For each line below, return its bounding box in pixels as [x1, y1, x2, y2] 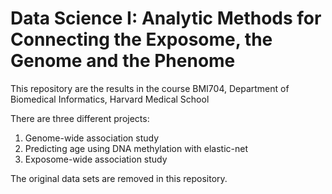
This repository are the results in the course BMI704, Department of [10, 82, 290, 94]
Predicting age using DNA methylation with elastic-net [24, 142, 249, 154]
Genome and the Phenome [10, 50, 236, 72]
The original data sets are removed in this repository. [10, 172, 228, 184]
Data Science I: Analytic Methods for [10, 7, 322, 30]
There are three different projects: [10, 112, 150, 124]
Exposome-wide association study [24, 153, 168, 165]
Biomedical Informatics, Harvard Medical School [10, 93, 210, 105]
